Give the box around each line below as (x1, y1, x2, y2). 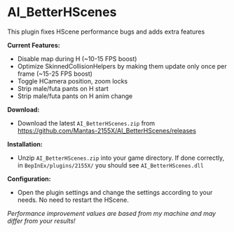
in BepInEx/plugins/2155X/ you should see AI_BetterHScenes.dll (17, 161, 205, 169)
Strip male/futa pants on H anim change (17, 92, 133, 100)
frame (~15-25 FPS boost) (17, 69, 93, 78)
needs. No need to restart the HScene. (17, 196, 130, 204)
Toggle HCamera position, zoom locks (17, 76, 128, 85)
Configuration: (7, 175, 51, 183)
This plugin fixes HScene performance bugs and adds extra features (7, 27, 205, 36)
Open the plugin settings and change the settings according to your (17, 188, 213, 196)
